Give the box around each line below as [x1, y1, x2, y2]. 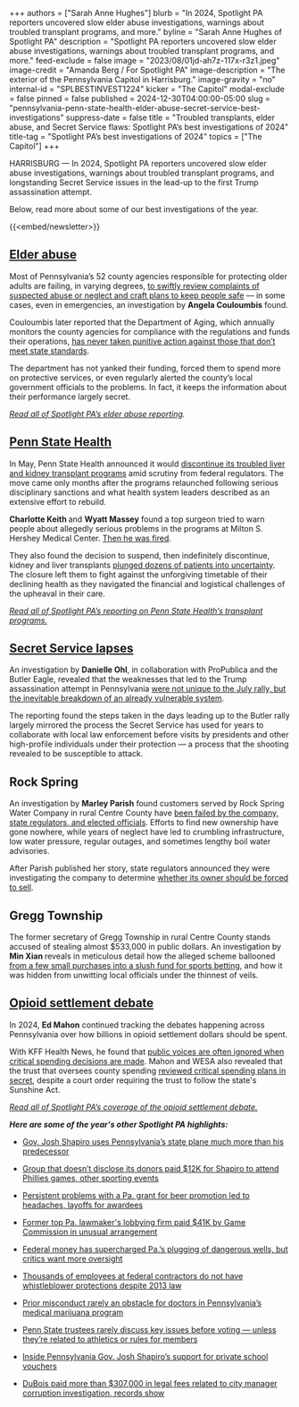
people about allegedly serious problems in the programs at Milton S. [9, 523, 263, 533]
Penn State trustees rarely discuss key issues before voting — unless [21, 1324, 277, 1335]
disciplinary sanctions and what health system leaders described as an [9, 487, 270, 498]
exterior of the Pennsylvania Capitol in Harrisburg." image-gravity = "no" [9, 74, 277, 84]
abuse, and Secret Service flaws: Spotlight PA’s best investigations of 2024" [9, 122, 289, 132]
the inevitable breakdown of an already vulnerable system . [9, 693, 225, 703]
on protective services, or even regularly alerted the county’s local [9, 371, 253, 383]
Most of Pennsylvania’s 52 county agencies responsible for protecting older [9, 270, 287, 281]
